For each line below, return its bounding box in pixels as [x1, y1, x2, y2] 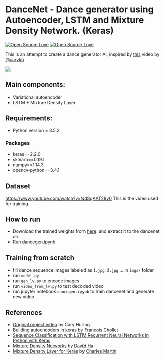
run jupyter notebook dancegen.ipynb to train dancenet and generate [12, 288, 154, 295]
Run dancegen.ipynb [12, 239, 56, 245]
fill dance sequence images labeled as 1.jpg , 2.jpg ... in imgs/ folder [12, 267, 154, 273]
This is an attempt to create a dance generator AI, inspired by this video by [5, 51, 160, 57]
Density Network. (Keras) [5, 25, 114, 36]
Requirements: [5, 114, 53, 123]
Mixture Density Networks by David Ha [12, 343, 94, 349]
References [5, 308, 42, 317]
